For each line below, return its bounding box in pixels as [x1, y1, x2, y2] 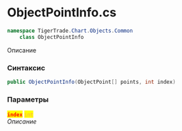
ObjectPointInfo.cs [7, 5, 117, 20]
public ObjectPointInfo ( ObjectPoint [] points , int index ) [7, 78, 176, 85]
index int [7, 111, 34, 119]
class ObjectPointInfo [19, 33, 84, 40]
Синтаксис [7, 63, 46, 72]
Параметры [7, 94, 49, 104]
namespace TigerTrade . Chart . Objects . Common [7, 27, 133, 34]
